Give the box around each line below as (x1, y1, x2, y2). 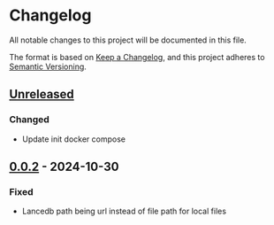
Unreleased (9, 87, 75, 102)
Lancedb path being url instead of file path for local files (21, 206, 227, 217)
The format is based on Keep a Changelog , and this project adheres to (9, 51, 265, 62)
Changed (9, 113, 50, 126)
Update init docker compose (21, 134, 126, 144)
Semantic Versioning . (9, 61, 87, 72)
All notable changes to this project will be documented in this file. (9, 35, 247, 45)
